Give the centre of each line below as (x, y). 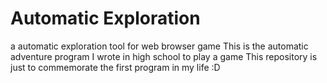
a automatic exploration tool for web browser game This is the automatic (159, 46)
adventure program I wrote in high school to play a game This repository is (164, 56)
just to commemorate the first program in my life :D (115, 67)
